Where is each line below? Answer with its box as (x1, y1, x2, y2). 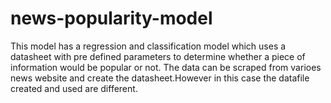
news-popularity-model (10, 7, 213, 30)
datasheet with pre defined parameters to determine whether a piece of (10, 50, 306, 62)
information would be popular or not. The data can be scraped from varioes (10, 61, 322, 73)
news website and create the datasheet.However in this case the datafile (10, 72, 310, 84)
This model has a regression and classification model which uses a (10, 40, 287, 52)
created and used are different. (10, 82, 138, 94)
